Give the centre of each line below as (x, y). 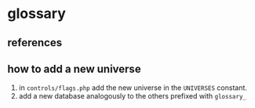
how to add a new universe (75, 68)
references (35, 43)
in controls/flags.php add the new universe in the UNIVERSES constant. (133, 88)
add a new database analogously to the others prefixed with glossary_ (132, 96)
